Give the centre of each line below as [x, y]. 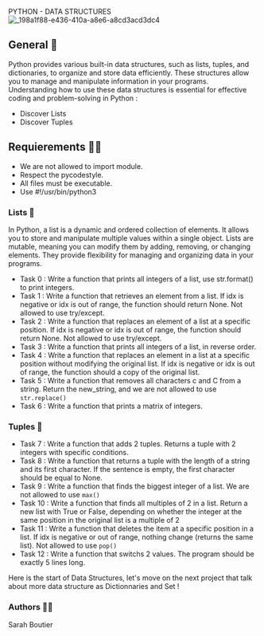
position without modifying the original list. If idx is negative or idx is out [137, 363]
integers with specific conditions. [74, 453]
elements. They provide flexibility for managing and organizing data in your [131, 255]
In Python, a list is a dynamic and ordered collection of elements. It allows [128, 230]
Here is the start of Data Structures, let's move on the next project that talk [130, 578]
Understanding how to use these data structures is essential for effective [128, 89]
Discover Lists [43, 113]
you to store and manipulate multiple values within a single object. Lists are [131, 238]
